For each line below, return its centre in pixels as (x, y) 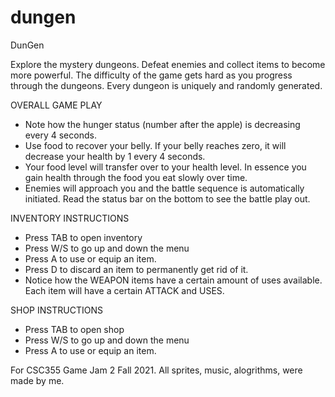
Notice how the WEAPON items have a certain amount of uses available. (173, 280)
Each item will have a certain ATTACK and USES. (124, 290)
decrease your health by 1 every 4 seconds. (115, 156)
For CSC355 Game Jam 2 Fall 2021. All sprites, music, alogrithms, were (156, 370)
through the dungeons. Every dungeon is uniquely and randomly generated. (166, 85)
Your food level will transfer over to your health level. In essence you (165, 167)
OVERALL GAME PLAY (56, 105)
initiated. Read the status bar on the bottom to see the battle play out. (167, 198)
